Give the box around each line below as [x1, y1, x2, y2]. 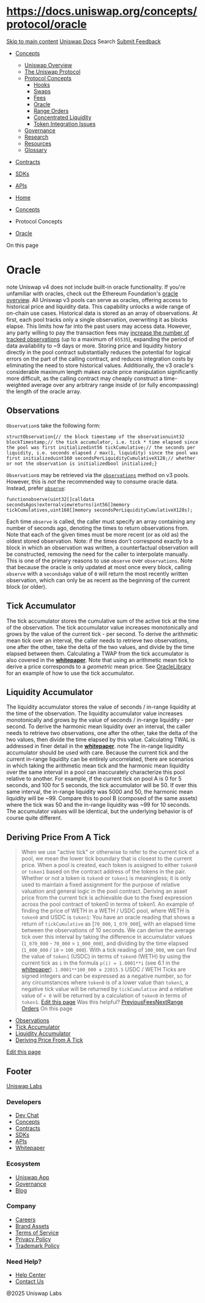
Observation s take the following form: [6, 422, 101, 429]
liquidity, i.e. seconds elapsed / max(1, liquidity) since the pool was [6, 449, 199, 456]
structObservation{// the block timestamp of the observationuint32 [6, 434, 185, 440]
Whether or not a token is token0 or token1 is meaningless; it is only [21, 874, 192, 882]
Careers [15, 1216, 35, 1223]
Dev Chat [15, 1111, 39, 1119]
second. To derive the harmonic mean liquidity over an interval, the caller [6, 723, 191, 730]
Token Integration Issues [33, 120, 96, 127]
